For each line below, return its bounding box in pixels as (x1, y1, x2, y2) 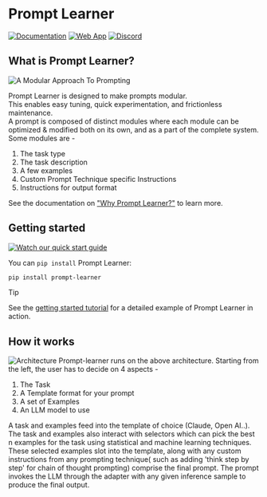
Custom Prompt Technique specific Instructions (19, 174, 177, 183)
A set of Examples (19, 396, 80, 407)
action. (8, 312, 31, 321)
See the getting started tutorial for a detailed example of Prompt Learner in (8, 303, 253, 313)
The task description (19, 157, 88, 167)
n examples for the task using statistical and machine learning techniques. (8, 438, 252, 448)
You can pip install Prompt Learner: (8, 258, 132, 267)
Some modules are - (8, 133, 76, 143)
